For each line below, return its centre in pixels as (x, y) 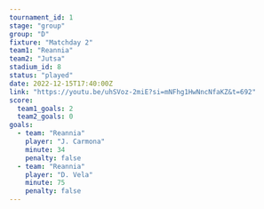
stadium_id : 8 (36, 68)
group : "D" (29, 34)
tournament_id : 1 (41, 17)
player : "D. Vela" (59, 174)
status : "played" (41, 76)
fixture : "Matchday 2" (51, 42)
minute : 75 (45, 183)
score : (21, 100)
